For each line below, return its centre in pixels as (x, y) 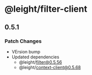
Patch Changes (23, 41)
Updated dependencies (35, 57)
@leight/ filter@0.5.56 (40, 62)
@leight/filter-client (46, 9)
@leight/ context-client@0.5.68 (50, 67)
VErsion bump (26, 51)
